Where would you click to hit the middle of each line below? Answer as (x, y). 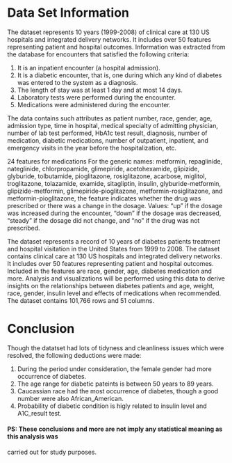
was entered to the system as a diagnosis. (77, 82)
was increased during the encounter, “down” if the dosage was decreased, (114, 213)
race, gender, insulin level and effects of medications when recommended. (114, 293)
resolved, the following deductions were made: (74, 355)
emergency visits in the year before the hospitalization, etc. (92, 148)
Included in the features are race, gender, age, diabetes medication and (109, 271)
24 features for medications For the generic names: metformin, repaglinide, (115, 161)
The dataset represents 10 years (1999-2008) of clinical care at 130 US (108, 32)
